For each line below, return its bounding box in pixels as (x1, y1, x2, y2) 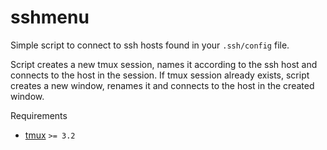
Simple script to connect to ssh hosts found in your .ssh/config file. (10, 39, 290, 51)
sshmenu (10, 6, 90, 29)
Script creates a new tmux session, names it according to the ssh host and (10, 58, 318, 70)
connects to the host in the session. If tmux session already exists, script (10, 69, 310, 81)
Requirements (10, 109, 68, 121)
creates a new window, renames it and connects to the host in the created (10, 79, 315, 91)
